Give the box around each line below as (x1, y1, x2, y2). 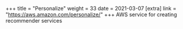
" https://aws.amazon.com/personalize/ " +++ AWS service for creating (5, 11, 177, 18)
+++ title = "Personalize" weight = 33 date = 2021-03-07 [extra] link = (5, 5, 176, 12)
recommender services (5, 17, 63, 24)
